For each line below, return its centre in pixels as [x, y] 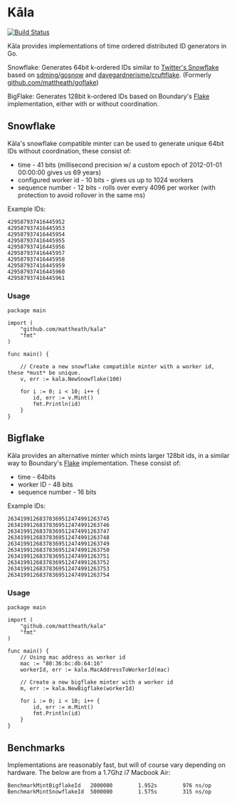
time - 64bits [37, 476]
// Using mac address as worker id [73, 657]
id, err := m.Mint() [63, 707]
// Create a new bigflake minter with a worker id [97, 682]
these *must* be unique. [44, 373]
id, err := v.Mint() [63, 398]
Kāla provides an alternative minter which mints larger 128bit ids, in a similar [118, 455]
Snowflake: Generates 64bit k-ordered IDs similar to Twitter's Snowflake [113, 67]
